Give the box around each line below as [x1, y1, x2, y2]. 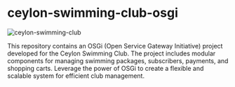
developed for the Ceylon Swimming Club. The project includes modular [7, 49, 216, 58]
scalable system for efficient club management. [7, 72, 145, 80]
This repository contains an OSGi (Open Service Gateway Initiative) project [7, 41, 223, 50]
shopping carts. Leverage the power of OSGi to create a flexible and [7, 64, 204, 72]
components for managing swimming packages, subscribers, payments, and [7, 56, 229, 65]
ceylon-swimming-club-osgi [7, 5, 179, 21]
